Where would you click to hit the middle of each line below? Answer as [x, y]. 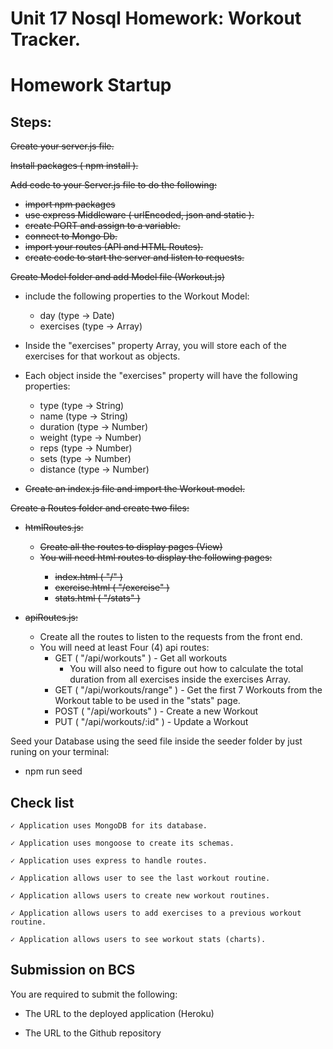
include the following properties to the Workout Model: [137, 296]
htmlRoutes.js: [54, 528]
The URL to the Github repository [93, 1033]
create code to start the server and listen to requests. [134, 258]
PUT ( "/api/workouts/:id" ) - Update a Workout [151, 722]
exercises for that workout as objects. [102, 356]
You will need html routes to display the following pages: [156, 558]
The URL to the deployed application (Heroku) [119, 1013]
